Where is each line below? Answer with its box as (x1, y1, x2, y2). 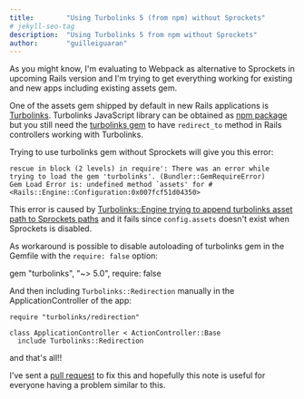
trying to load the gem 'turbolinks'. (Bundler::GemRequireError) (9, 172, 266, 181)
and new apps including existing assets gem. (9, 83, 178, 93)
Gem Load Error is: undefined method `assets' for (9, 180, 205, 190)
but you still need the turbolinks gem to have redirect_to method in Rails (9, 120, 282, 131)
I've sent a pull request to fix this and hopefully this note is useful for (9, 370, 266, 381)
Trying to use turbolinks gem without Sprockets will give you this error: (9, 147, 274, 158)
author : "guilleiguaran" (9, 38, 128, 48)
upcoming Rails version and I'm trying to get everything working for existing (9, 73, 293, 84)
